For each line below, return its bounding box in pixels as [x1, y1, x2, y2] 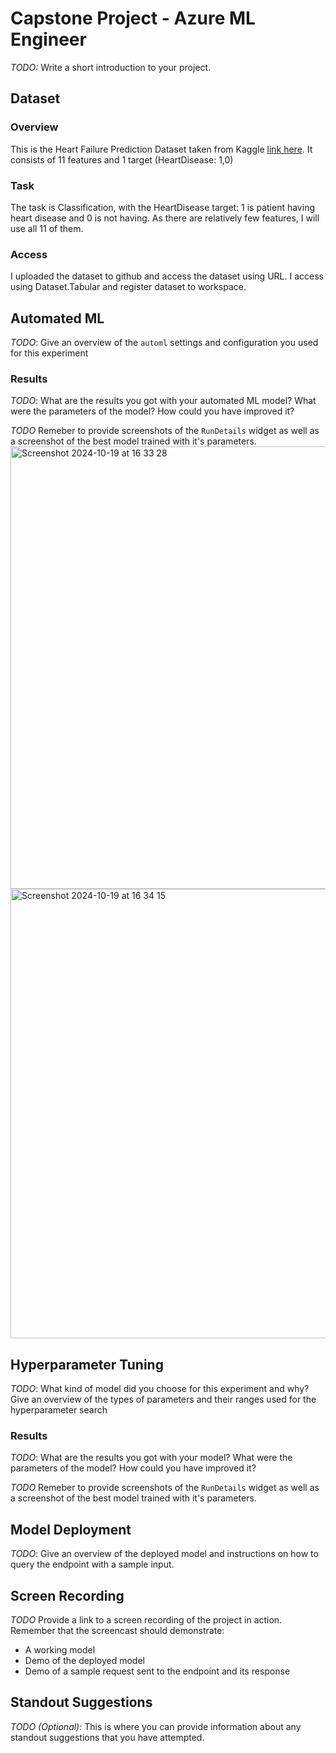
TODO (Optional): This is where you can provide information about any [10, 1720, 302, 1732]
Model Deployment [10, 1521, 132, 1538]
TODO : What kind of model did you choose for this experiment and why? [10, 1383, 310, 1395]
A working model [24, 1644, 96, 1656]
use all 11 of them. [10, 222, 84, 234]
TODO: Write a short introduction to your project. [10, 61, 212, 73]
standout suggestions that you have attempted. [10, 1731, 205, 1743]
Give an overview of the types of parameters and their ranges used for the [10, 1393, 317, 1406]
